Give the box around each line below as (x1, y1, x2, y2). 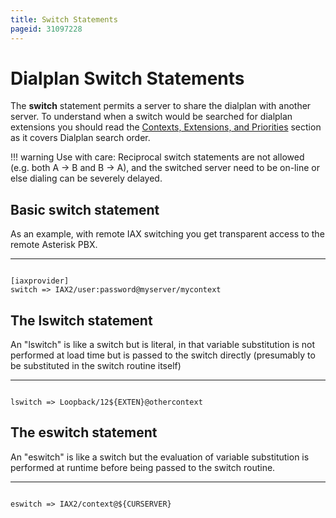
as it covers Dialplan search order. (10, 132, 151, 144)
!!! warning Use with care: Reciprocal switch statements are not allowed (10, 151, 305, 163)
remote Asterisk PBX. (10, 239, 98, 251)
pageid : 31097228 (10, 24, 83, 34)
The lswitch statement (10, 312, 153, 329)
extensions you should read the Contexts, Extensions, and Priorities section (10, 121, 322, 133)
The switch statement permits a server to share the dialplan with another (10, 100, 312, 112)
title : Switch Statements (10, 14, 118, 25)
